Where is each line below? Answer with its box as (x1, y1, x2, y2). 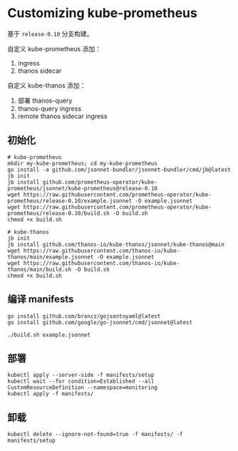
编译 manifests (7, 294, 74, 306)
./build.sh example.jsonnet (7, 331, 91, 338)
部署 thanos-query (17, 96, 73, 105)
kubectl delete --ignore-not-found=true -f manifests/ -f (7, 431, 183, 438)
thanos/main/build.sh (7, 266, 72, 273)
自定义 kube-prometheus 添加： (7, 44, 102, 53)
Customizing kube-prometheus (7, 5, 197, 21)
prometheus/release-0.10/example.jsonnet (7, 197, 133, 204)
